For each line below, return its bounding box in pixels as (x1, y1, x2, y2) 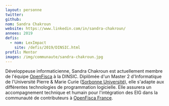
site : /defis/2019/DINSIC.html (14, 45, 81, 50)
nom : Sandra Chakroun (5, 21, 51, 27)
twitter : (5, 12, 24, 17)
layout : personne (5, 7, 42, 13)
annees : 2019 (5, 31, 33, 36)
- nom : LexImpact (10, 40, 47, 45)
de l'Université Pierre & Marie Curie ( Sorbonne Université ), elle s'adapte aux (5, 79, 164, 85)
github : (5, 17, 22, 22)
